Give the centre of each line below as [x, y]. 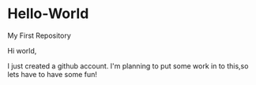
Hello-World [48, 14]
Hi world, [22, 50]
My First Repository [40, 35]
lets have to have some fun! [53, 74]
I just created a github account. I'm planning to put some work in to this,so [128, 66]
